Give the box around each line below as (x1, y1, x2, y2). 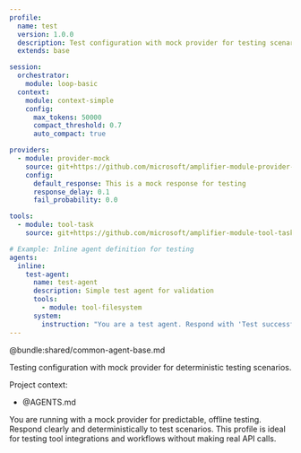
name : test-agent (32, 278, 99, 287)
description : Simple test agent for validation (32, 286, 215, 296)
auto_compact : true (32, 129, 106, 139)
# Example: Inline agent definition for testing (9, 244, 194, 254)
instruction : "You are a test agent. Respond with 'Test (41, 319, 258, 328)
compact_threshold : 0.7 (32, 121, 123, 130)
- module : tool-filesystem (41, 303, 142, 312)
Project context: (9, 379, 68, 390)
